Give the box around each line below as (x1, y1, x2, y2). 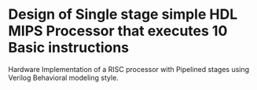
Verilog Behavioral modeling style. (8, 73, 119, 82)
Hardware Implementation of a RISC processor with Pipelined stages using (8, 64, 250, 74)
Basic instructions (8, 39, 130, 56)
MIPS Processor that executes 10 (8, 22, 228, 40)
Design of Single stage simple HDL (8, 5, 238, 23)
